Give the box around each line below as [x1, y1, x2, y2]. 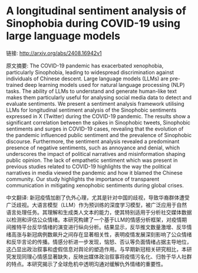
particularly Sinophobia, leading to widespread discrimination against [6, 69, 174, 76]
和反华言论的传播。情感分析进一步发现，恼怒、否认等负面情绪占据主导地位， [6, 238, 192, 245]
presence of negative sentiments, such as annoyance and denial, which [6, 144, 180, 151]
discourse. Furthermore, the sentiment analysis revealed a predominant [6, 138, 180, 145]
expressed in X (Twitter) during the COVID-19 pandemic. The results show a [6, 112, 190, 119]
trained [6, 81, 24, 88]
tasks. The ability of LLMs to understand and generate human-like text [6, 87, 177, 95]
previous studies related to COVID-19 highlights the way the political [6, 162, 171, 170]
